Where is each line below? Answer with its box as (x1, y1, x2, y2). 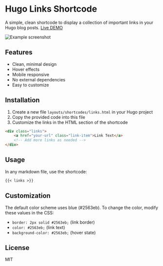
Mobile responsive (12, 72, 50, 77)
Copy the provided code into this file (12, 114, 85, 120)
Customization (5, 191, 51, 200)
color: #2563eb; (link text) (12, 224, 65, 230)
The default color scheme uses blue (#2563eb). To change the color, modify (5, 205, 158, 210)
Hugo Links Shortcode (5, 3, 97, 15)
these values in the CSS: (5, 209, 54, 215)
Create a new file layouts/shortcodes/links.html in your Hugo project (12, 109, 153, 115)
